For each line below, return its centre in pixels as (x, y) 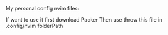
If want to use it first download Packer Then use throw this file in (84, 20)
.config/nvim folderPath (34, 26)
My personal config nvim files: (42, 8)
